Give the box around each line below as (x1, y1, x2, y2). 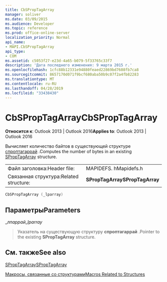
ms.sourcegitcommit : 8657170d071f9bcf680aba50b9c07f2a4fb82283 (5, 72, 139, 77)
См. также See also (5, 248, 66, 257)
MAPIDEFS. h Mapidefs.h (85, 165, 143, 172)
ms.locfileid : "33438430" (5, 91, 59, 95)
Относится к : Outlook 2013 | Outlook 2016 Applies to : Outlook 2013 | (5, 128, 147, 134)
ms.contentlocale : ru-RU (5, 81, 57, 86)
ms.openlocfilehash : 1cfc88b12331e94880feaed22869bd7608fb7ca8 (5, 68, 139, 73)
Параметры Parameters (5, 206, 81, 214)
